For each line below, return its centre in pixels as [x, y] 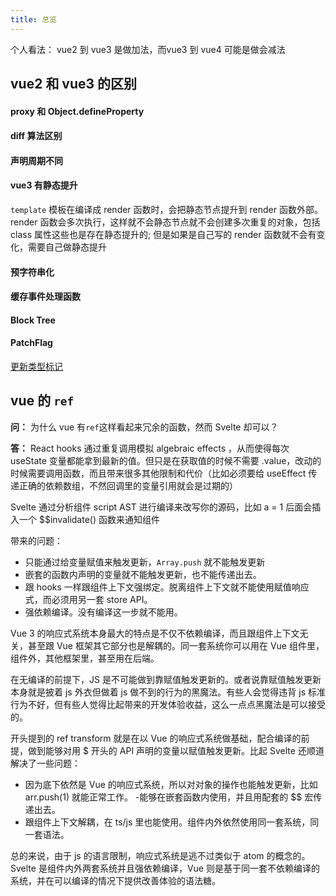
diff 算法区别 [36, 136]
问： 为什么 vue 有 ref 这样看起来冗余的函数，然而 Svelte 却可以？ [144, 427]
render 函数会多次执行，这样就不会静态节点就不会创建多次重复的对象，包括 [165, 222]
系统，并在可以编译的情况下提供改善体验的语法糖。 [115, 880]
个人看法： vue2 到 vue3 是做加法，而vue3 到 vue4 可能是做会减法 [148, 49]
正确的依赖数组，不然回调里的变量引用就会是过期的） [128, 485]
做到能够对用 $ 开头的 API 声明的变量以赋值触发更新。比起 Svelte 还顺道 [176, 750]
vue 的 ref [42, 401]
